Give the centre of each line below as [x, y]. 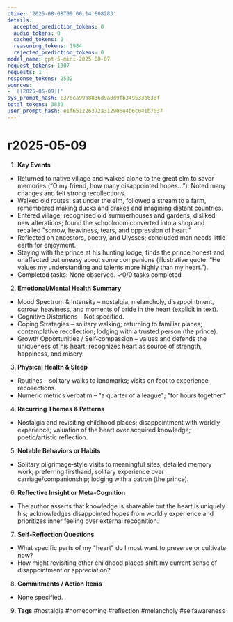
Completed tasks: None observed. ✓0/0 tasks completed [99, 274]
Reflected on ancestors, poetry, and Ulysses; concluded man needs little [121, 237]
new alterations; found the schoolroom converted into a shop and [111, 222]
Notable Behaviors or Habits [59, 450]
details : [20, 20]
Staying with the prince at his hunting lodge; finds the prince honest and [121, 252]
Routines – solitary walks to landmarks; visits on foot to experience [113, 380]
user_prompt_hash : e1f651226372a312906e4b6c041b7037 [85, 111]
